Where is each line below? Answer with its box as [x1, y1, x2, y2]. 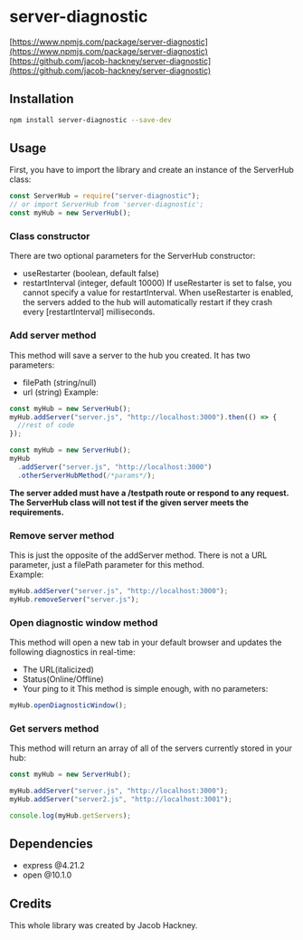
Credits [9, 896, 52, 911]
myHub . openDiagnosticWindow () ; [9, 701, 128, 710]
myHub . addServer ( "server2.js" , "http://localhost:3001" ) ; [9, 794, 232, 803]
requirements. [9, 506, 65, 517]
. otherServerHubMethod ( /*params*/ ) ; [17, 471, 156, 480]
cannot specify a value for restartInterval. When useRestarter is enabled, [22, 287, 294, 298]
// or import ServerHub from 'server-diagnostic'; [9, 200, 204, 209]
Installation [9, 91, 74, 107]
